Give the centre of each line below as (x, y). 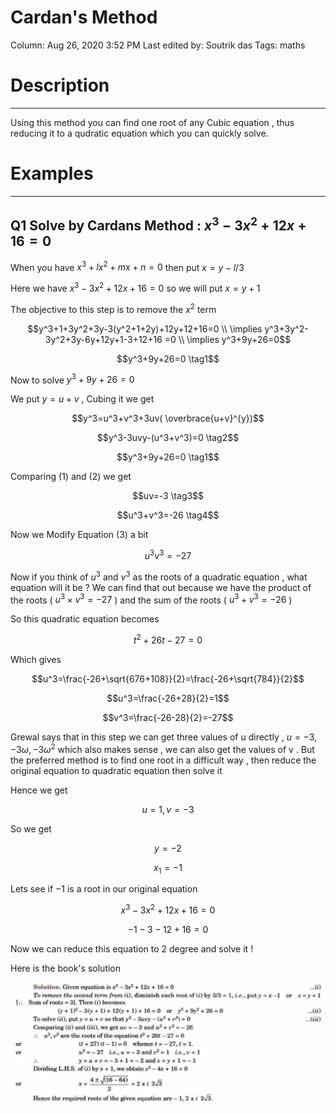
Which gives (36, 659)
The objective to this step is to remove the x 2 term (113, 308)
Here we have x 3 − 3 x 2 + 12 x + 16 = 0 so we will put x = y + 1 (135, 287)
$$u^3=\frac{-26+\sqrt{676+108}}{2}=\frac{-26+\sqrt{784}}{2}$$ (168, 678)
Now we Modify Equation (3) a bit (79, 535)
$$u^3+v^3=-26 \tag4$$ (168, 515)
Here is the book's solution (66, 968)
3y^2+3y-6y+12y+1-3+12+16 (103, 339)
